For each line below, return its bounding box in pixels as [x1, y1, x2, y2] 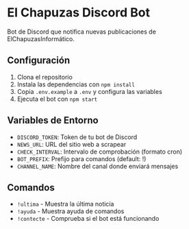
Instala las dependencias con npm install [16, 80, 136, 88]
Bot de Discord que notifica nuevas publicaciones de [7, 27, 156, 36]
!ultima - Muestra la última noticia [16, 200, 114, 208]
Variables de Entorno [7, 114, 99, 126]
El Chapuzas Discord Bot [7, 5, 151, 21]
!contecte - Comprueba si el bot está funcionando [16, 215, 160, 223]
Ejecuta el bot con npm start [16, 95, 98, 103]
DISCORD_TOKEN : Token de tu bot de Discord [16, 132, 138, 141]
